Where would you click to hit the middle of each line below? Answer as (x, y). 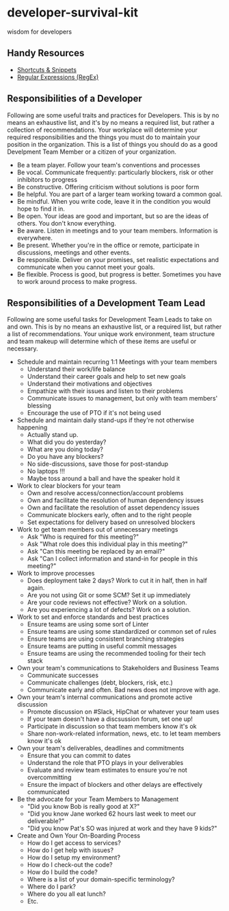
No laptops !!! (46, 471)
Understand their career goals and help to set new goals (107, 377)
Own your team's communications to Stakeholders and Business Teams (118, 668)
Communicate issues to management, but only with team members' (122, 399)
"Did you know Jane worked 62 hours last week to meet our (112, 814)
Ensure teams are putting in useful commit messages (102, 646)
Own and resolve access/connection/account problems (105, 493)
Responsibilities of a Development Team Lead (106, 303)
